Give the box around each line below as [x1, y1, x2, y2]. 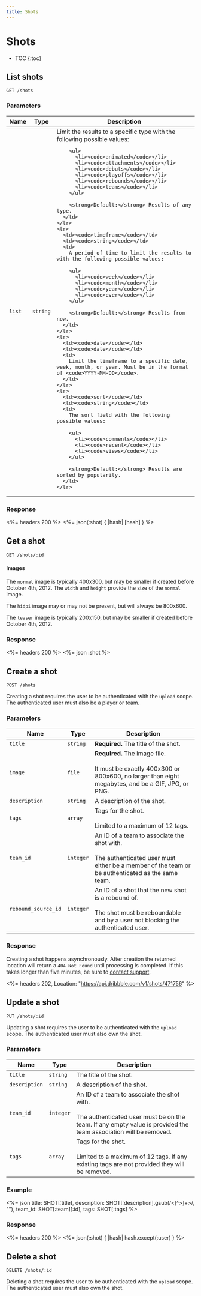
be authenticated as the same [95, 869, 178, 877]
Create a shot [6, 666, 58, 676]
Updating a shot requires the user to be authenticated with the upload [6, 1023, 178, 1031]
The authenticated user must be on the [76, 1112, 185, 1121]
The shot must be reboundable [95, 909, 181, 917]
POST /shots [6, 682, 36, 688]
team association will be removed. [76, 1127, 172, 1136]
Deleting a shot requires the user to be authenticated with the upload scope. [6, 1278, 193, 1285]
